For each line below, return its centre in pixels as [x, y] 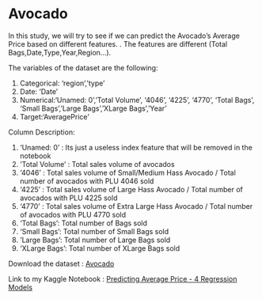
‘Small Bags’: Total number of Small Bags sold [94, 231]
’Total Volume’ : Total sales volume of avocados [97, 164]
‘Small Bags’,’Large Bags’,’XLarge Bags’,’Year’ [93, 108]
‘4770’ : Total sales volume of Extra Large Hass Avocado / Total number [136, 206]
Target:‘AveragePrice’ [54, 116]
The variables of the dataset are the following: [83, 67]
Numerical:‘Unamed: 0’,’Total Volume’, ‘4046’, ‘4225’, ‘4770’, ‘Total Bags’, [137, 100]
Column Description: [42, 132]
